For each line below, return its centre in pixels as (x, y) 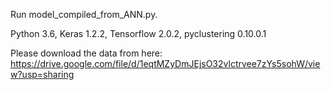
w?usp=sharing (42, 74)
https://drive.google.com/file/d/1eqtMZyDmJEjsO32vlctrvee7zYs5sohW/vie (165, 63)
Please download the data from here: (86, 53)
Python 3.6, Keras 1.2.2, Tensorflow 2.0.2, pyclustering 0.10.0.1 (138, 33)
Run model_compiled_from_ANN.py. (84, 14)
